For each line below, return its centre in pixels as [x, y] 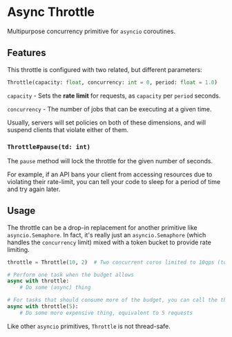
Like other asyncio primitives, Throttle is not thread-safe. [89, 326]
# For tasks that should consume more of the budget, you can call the [112, 300]
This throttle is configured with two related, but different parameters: [105, 69]
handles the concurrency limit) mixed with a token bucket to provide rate [109, 242]
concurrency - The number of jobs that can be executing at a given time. [109, 109]
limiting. [18, 249]
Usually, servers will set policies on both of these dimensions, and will [106, 122]
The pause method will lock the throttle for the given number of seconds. [110, 161]
